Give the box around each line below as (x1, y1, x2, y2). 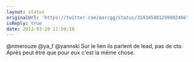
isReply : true (6, 20, 43, 26)
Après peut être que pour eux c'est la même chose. (6, 49, 135, 57)
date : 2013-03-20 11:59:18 (6, 26, 75, 32)
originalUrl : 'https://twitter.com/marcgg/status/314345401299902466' (6, 15, 189, 21)
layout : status (6, 9, 45, 15)
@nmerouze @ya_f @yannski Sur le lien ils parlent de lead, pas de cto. (6, 43, 184, 50)
